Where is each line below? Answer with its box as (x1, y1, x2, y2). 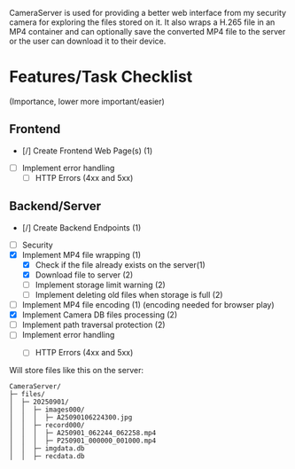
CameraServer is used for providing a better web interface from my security (9, 8, 286, 18)
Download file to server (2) (35, 270, 134, 280)
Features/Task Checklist (9, 66, 193, 87)
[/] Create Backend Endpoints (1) (21, 222, 142, 233)
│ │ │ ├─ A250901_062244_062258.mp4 (9, 429, 157, 438)
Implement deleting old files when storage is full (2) (35, 290, 223, 300)
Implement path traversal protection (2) (21, 319, 166, 331)
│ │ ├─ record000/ (9, 421, 86, 430)
